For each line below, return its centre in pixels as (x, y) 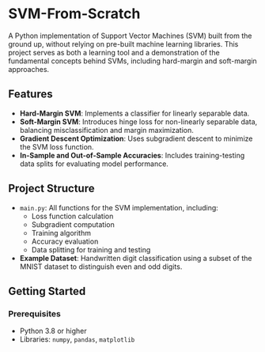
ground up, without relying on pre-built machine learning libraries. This (123, 44)
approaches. (29, 69)
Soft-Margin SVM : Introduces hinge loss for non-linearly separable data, (138, 121)
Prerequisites (34, 313)
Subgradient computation (73, 224)
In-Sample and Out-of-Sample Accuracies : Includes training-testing (132, 155)
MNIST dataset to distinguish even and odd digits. (101, 267)
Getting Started (47, 291)
